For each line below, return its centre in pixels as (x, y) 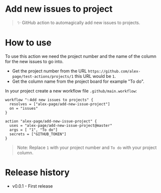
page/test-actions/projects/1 (43, 76)
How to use (28, 43)
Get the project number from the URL (49, 71)
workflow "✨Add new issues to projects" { (49, 100)
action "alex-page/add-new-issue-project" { (51, 121)
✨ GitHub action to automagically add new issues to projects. (79, 23)
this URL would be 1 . (95, 76)
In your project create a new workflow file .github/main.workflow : (71, 91)
